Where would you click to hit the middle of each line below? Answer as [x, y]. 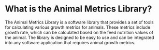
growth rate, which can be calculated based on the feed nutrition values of [79, 32]
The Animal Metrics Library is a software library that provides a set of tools [79, 22]
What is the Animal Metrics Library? [79, 9]
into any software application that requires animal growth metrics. [70, 42]
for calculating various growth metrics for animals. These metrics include [78, 27]
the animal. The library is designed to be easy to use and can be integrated [79, 37]
